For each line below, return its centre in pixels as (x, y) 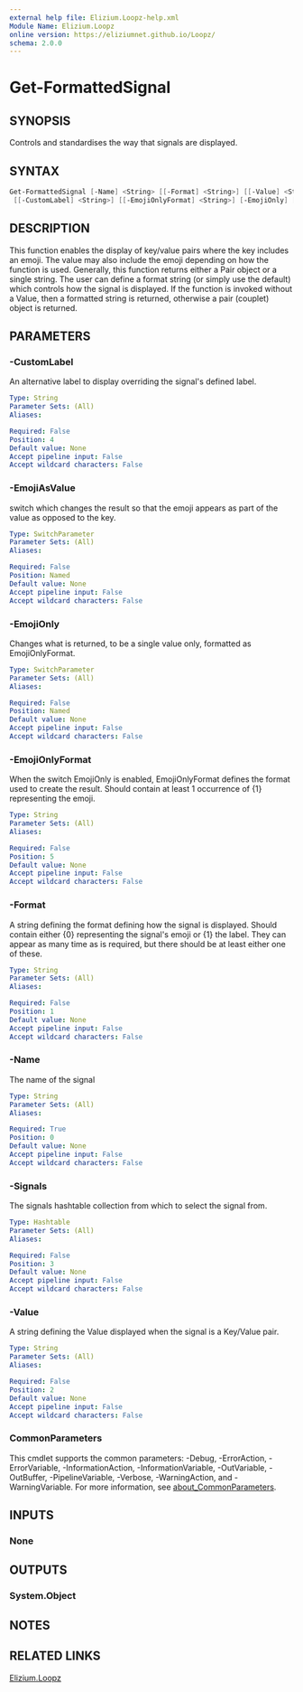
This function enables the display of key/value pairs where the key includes (149, 250)
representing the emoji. (53, 799)
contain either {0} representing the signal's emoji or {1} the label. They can (148, 934)
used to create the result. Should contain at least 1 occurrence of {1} (136, 789)
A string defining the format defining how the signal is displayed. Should (143, 925)
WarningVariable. (41, 1487)
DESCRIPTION (50, 228)
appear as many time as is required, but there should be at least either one (147, 944)
